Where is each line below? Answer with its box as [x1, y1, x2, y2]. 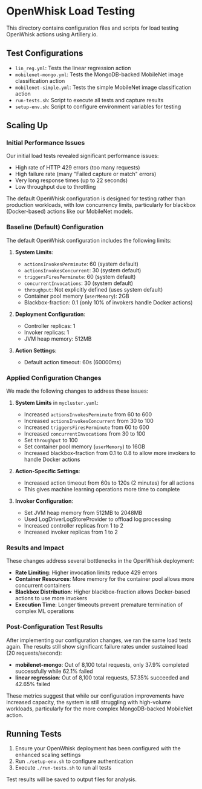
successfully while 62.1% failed [15, 667, 93, 675]
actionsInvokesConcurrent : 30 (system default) [24, 266, 142, 273]
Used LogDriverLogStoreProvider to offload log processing [24, 516, 171, 523]
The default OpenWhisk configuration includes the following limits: [6, 237, 172, 244]
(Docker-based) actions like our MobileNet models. [6, 208, 134, 215]
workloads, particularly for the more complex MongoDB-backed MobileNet [6, 705, 193, 712]
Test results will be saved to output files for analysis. [6, 776, 137, 783]
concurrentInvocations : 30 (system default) [24, 280, 134, 287]
